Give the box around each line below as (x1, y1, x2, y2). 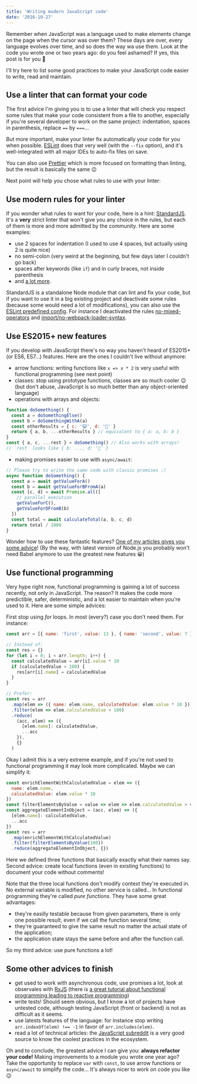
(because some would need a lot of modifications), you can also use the (6, 301, 181, 309)
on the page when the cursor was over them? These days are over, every (6, 36, 183, 44)
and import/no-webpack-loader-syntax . (30, 314, 127, 321)
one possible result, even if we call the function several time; (14, 916, 161, 924)
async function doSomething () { (6, 473, 85, 478)
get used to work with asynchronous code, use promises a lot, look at (14, 979, 183, 986)
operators (6, 314, 30, 321)
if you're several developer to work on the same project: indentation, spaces (6, 118, 191, 125)
